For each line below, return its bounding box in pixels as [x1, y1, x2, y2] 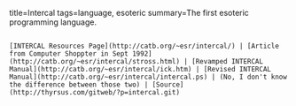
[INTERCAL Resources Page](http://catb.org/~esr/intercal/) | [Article [9, 42, 279, 50]
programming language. [9, 17, 97, 27]
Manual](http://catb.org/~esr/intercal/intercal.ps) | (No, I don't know [9, 72, 288, 81]
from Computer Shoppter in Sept [9, 49, 129, 58]
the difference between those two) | [9, 80, 149, 89]
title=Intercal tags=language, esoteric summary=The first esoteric [9, 8, 250, 18]
